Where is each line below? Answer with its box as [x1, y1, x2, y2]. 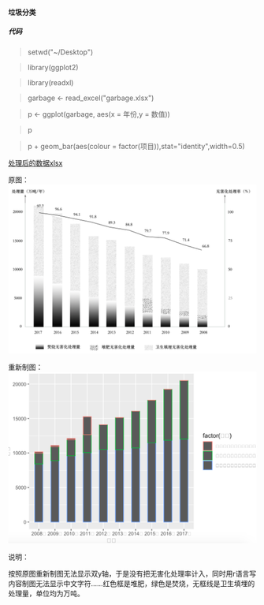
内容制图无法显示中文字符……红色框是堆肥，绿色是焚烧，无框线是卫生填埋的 [8, 579, 255, 588]
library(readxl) [27, 77, 74, 87]
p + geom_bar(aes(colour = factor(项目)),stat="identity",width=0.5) [27, 141, 246, 151]
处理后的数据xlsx [8, 158, 63, 167]
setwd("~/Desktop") [27, 47, 94, 57]
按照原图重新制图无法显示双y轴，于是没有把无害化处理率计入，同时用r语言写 [8, 569, 257, 579]
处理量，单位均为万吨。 [8, 588, 84, 599]
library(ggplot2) [27, 62, 79, 72]
